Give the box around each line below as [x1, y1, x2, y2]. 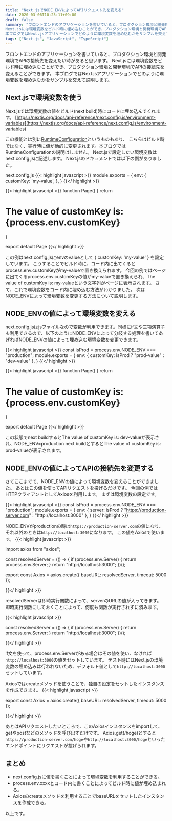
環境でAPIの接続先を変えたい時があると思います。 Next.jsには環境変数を [5, 57, 158, 63]
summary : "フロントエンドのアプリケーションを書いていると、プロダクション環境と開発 [5, 22, 165, 27]
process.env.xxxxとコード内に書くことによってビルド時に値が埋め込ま [12, 780, 162, 786]
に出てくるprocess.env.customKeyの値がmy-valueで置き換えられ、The [5, 273, 156, 279]
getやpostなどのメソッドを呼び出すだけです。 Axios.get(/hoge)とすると [5, 730, 156, 736]
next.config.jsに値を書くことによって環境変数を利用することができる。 [12, 774, 162, 780]
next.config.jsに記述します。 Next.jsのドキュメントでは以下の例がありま [5, 155, 157, 162]
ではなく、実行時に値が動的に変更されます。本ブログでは [5, 142, 126, 149]
